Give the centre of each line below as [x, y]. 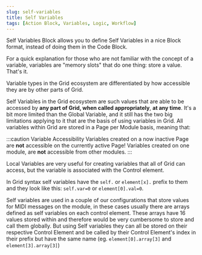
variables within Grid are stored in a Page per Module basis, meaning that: [98, 127]
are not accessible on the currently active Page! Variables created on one [98, 146]
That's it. [17, 72]
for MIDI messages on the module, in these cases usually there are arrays [98, 206]
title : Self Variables [35, 18]
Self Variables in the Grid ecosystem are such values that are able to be [95, 101]
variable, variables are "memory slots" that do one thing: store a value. [94, 65]
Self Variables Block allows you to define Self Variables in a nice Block [94, 41]
